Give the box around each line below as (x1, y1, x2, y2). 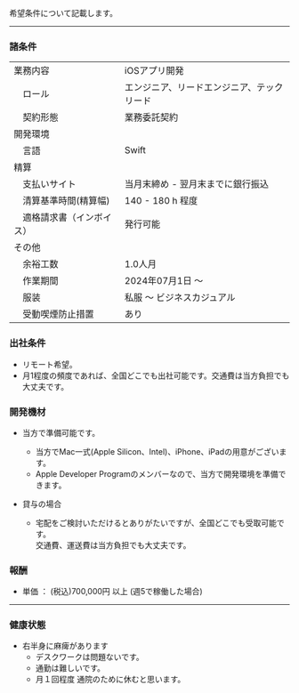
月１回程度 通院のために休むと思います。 (35, 674, 186, 685)
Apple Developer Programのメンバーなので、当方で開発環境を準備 (35, 468, 279, 479)
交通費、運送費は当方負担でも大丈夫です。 (35, 539, 191, 550)
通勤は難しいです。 (35, 663, 105, 673)
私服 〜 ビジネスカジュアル (124, 292, 236, 304)
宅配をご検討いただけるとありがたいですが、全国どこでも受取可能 (35, 517, 278, 528)
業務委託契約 (124, 111, 179, 124)
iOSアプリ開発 (124, 65, 184, 77)
